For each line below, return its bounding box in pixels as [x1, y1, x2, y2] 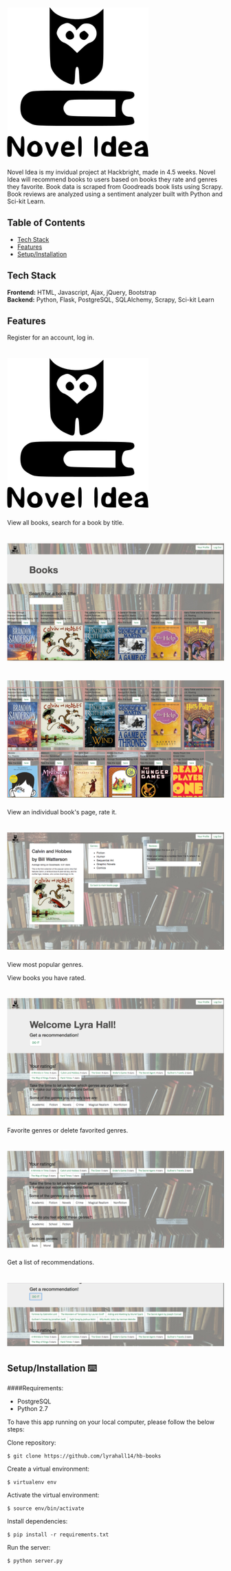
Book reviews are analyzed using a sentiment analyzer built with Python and [7, 190, 223, 198]
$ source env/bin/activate [7, 1505, 85, 1512]
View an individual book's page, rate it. [7, 808, 117, 816]
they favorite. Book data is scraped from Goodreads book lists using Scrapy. [7, 182, 223, 190]
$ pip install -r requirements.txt [7, 1531, 109, 1538]
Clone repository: [7, 1438, 56, 1447]
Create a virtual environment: [7, 1464, 90, 1473]
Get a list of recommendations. [7, 1258, 95, 1267]
